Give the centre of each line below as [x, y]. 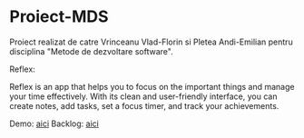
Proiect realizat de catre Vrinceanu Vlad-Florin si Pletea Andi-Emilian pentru [151, 42]
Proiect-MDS [59, 17]
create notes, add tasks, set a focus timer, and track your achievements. [144, 105]
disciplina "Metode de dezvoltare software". [92, 51]
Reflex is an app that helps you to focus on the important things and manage [152, 86]
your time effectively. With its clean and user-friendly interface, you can [143, 96]
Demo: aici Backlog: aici [54, 123]
